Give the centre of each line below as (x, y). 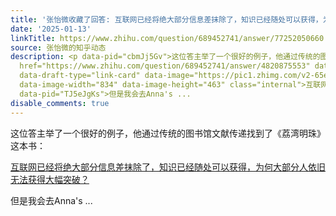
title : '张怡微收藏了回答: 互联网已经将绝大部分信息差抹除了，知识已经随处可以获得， (166, 19)
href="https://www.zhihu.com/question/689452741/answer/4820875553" (165, 66)
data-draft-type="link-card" (80, 76)
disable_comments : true (60, 103)
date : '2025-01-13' (51, 29)
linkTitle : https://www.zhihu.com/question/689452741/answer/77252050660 (167, 38)
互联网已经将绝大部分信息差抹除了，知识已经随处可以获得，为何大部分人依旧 (168, 167)
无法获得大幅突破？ (50, 179)
